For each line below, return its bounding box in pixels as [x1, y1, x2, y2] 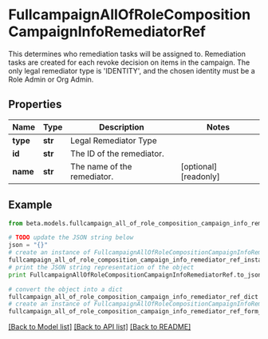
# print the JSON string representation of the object [8, 263, 195, 271]
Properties [8, 98, 62, 111]
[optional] [180, 161, 218, 172]
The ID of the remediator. [70, 148, 165, 159]
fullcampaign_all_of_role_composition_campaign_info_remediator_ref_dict [8, 293, 259, 301]
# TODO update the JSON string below [8, 233, 134, 241]
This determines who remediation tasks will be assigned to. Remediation [8, 49, 246, 58]
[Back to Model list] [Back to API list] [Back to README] [8, 322, 191, 332]
